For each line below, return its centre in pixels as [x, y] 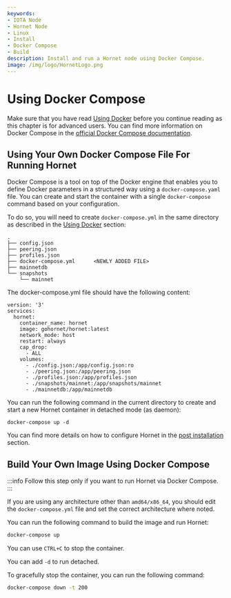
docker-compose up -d [38, 423]
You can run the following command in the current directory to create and [112, 403]
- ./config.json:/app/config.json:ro [80, 366]
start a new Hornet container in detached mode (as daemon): [94, 410]
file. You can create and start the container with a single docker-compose [109, 197]
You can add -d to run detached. [53, 562]
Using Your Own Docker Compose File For [99, 154]
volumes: [32, 360]
